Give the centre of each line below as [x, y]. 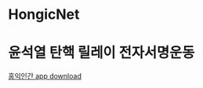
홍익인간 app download [45, 76]
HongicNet [44, 15]
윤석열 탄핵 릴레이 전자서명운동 [101, 53]
